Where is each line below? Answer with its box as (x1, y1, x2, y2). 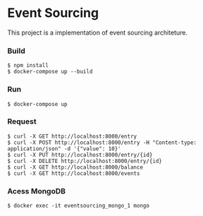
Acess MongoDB (7, 186, 66, 196)
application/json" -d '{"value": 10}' (7, 145, 121, 152)
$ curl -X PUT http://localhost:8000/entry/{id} (7, 151, 153, 158)
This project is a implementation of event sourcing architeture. (7, 28, 188, 37)
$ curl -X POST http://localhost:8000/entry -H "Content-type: (7, 139, 197, 146)
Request (7, 116, 37, 126)
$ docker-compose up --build (7, 68, 93, 76)
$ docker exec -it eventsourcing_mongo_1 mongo (7, 203, 150, 210)
